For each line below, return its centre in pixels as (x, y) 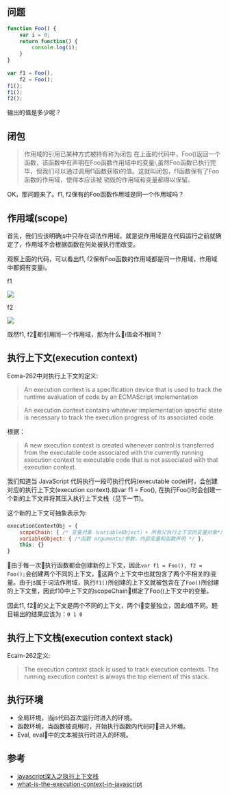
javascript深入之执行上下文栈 (58, 776)
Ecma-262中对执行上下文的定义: (53, 376)
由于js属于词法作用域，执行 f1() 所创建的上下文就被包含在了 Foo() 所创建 (119, 583)
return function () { (49, 41)
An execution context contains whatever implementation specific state (123, 410)
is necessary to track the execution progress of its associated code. (119, 417)
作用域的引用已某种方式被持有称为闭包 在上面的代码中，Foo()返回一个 (122, 154)
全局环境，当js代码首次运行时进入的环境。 (76, 718)
